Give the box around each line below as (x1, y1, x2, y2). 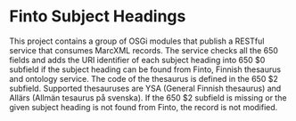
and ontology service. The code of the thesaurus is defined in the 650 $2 (9, 73, 278, 84)
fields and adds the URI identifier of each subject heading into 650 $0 (9, 54, 266, 65)
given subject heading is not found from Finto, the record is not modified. (9, 101, 278, 112)
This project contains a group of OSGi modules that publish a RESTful (9, 36, 265, 46)
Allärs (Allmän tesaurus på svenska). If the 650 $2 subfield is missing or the (9, 92, 287, 103)
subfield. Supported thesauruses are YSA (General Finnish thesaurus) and (9, 83, 282, 93)
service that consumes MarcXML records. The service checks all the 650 (9, 44, 279, 55)
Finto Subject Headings (9, 6, 186, 27)
